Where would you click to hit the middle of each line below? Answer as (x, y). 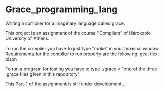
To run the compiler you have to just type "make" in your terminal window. (82, 48)
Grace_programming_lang (61, 9)
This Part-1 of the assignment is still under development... (65, 84)
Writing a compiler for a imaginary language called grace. (65, 23)
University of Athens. (27, 38)
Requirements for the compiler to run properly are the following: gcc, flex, (82, 54)
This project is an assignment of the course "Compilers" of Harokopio (78, 33)
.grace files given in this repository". (43, 74)
